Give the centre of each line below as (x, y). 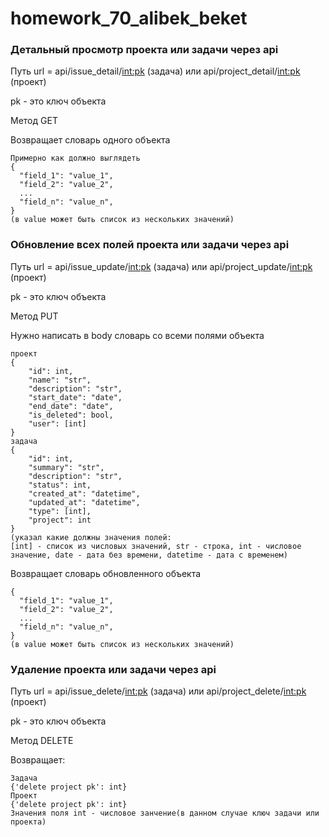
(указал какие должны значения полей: (91, 537)
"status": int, (60, 485)
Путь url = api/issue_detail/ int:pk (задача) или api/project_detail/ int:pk (155, 71)
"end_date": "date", (71, 406)
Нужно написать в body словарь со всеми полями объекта (137, 335)
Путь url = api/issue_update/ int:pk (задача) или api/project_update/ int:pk (161, 266)
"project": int (60, 520)
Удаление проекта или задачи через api (113, 669)
